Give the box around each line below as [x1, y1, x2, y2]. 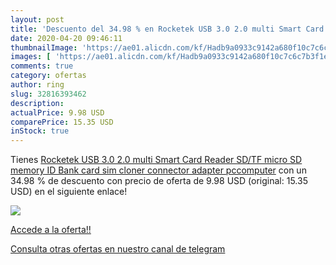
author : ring [10, 80, 65, 90]
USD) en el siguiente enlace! [10, 186, 128, 198]
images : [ [10, 52, 52, 62]
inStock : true [10, 126, 70, 136]
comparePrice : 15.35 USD [10, 117, 114, 127]
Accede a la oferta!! [10, 224, 92, 236]
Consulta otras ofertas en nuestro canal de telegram [10, 243, 226, 255]
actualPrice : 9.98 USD [10, 107, 105, 118]
